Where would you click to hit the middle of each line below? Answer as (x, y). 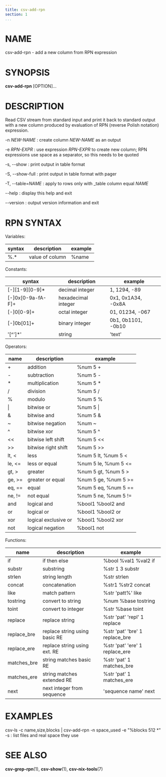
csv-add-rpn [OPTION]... (31, 86)
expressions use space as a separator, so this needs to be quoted (72, 155)
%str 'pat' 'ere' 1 (123, 645)
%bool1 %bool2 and (101, 504)
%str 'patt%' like (122, 593)
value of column (48, 257)
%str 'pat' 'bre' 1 (123, 631)
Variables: (15, 237)
